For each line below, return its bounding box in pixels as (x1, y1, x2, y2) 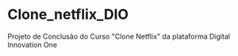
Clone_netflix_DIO (7, 6, 129, 24)
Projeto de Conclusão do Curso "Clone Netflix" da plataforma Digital (7, 32, 231, 41)
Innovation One (7, 39, 57, 49)
